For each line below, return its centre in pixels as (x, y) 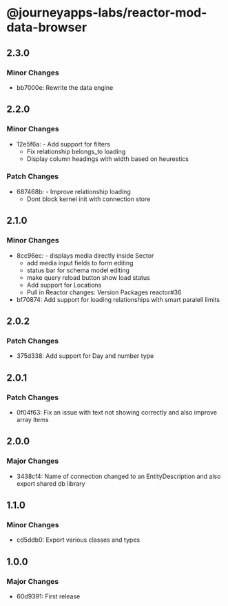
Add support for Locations (64, 285)
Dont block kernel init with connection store (89, 199)
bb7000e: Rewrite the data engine (65, 87)
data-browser (47, 27)
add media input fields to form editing (80, 263)
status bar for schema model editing (78, 270)
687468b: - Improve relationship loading (74, 191)
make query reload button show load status (89, 277)
